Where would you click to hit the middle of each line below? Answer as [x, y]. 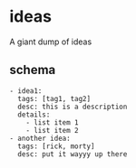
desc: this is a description [73, 107]
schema [33, 70]
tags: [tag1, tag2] [54, 98]
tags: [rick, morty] [56, 146]
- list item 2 [52, 130]
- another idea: [40, 138]
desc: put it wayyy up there [73, 154]
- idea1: [26, 91]
